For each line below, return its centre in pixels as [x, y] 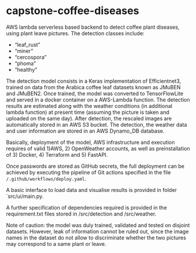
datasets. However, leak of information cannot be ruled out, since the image [97, 231]
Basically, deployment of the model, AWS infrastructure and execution [90, 142]
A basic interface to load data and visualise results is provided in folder [92, 190]
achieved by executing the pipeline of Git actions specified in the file [89, 172]
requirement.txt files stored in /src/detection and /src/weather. [81, 214]
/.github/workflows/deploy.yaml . [46, 178]
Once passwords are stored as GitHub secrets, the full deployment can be [95, 166]
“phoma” [25, 63]
